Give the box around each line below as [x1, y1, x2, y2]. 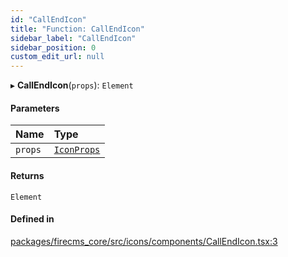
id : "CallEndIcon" [10, 14, 87, 25]
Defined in [10, 213, 55, 225]
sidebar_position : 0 [10, 42, 97, 53]
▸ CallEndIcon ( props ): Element [10, 79, 134, 91]
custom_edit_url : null [10, 52, 105, 62]
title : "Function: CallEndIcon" [10, 24, 145, 34]
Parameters [10, 102, 60, 114]
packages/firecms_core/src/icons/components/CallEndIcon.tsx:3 [10, 235, 278, 247]
